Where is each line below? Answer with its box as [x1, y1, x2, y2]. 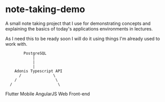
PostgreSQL [23, 51, 47, 56]
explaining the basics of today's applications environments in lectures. [5, 25, 153, 31]
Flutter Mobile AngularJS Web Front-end [5, 90, 90, 97]
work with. [5, 41, 28, 47]
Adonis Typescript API [14, 69, 63, 74]
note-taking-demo [5, 4, 86, 15]
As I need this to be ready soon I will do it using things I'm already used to [5, 36, 160, 42]
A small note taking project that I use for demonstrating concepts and [5, 20, 151, 26]
